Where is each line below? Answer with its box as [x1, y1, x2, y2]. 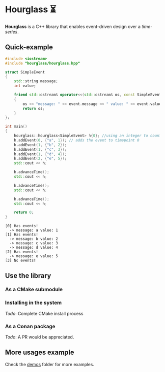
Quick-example [5, 43, 53, 52]
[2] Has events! [5, 249, 38, 254]
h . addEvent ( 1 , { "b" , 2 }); [14, 142, 67, 147]
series [5, 29, 18, 34]
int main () [5, 124, 27, 129]
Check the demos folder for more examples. [5, 361, 94, 367]
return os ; [23, 106, 45, 111]
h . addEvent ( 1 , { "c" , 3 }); [14, 147, 67, 152]
